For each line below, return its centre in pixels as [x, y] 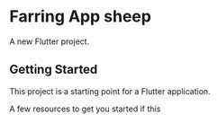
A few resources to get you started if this [85, 109]
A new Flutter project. [50, 41]
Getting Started [54, 70]
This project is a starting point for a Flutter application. [110, 91]
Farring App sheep [80, 17]
